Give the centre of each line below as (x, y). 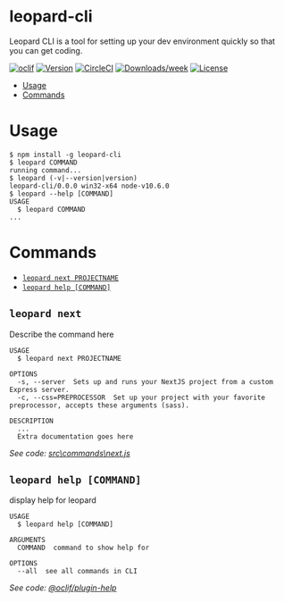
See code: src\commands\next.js (70, 453)
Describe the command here (62, 334)
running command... (46, 170)
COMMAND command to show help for (84, 548)
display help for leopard (53, 500)
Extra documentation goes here (75, 436)
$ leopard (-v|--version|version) (74, 178)
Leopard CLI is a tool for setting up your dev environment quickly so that (142, 41)
